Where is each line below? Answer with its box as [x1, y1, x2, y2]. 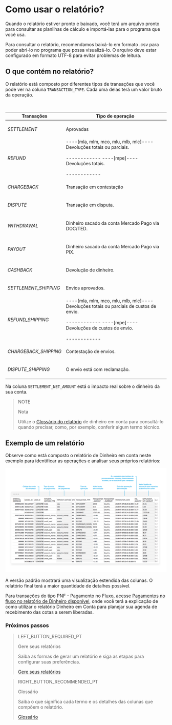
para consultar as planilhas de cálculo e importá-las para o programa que [5, 26, 160, 32]
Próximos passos [5, 622, 49, 629]
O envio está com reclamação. [66, 366, 130, 373]
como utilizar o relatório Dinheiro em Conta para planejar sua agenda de [5, 603, 158, 610]
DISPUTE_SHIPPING [7, 366, 50, 373]
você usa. [5, 31, 26, 37]
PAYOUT [7, 246, 26, 252]
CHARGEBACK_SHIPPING [7, 348, 62, 355]
